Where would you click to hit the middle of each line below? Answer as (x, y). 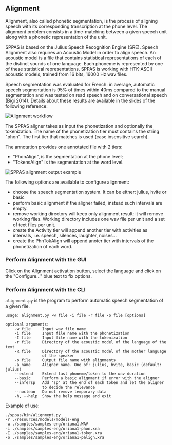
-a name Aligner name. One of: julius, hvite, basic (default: (88, 365)
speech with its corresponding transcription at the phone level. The (76, 26)
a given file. (17, 306)
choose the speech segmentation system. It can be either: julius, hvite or (90, 192)
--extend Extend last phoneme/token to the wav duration (80, 374)
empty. (20, 208)
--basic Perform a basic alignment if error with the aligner (87, 378)
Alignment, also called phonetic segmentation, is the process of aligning (82, 21)
